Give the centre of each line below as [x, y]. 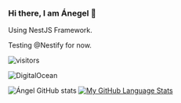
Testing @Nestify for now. [50, 45]
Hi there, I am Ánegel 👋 [52, 13]
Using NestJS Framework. [50, 30]
